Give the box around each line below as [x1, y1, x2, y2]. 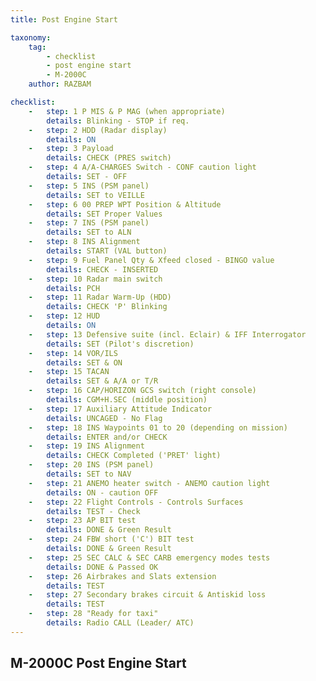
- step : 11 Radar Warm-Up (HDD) [28, 292, 172, 303]
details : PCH [46, 283, 101, 293]
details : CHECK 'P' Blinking [46, 302, 168, 312]
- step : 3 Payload [28, 144, 114, 154]
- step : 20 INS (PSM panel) [28, 460, 155, 470]
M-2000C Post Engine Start [10, 655, 187, 672]
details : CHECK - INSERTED [46, 264, 159, 275]
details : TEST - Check [46, 506, 141, 516]
